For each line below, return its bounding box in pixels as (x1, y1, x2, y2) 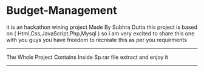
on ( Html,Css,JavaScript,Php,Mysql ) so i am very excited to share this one (6, 29, 195, 37)
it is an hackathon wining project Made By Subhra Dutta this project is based (6, 23, 198, 31)
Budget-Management (6, 4, 117, 17)
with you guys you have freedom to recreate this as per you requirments (6, 36, 187, 43)
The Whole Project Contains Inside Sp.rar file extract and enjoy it (6, 53, 169, 61)
